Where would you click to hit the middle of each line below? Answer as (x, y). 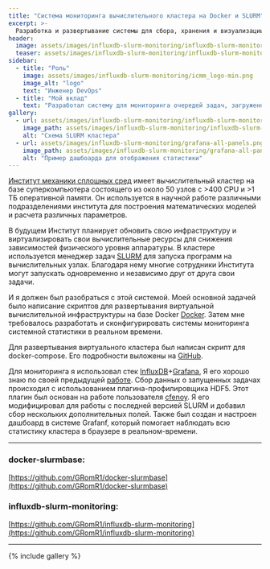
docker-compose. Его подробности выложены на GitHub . (106, 356)
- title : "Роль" (43, 68)
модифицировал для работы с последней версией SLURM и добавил (127, 406)
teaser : (29, 53)
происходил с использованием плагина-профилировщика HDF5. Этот (129, 389)
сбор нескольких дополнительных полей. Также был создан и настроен (133, 414)
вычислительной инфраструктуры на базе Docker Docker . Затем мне (127, 315)
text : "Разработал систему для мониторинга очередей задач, (125, 105)
